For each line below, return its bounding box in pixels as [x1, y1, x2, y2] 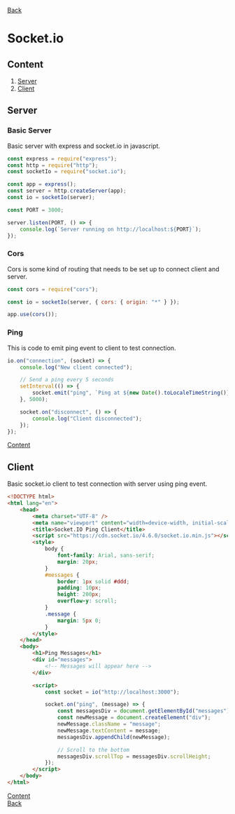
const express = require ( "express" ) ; [7, 155, 117, 162]
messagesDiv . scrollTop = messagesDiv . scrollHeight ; [57, 753, 211, 760]
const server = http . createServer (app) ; [7, 187, 127, 195]
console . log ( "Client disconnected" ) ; [32, 415, 142, 422]
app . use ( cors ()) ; [7, 311, 58, 318]
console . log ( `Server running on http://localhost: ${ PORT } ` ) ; [20, 226, 201, 233]
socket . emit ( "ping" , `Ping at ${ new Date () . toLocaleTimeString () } [32, 389, 230, 397]
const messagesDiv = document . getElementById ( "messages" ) [57, 707, 230, 714]
